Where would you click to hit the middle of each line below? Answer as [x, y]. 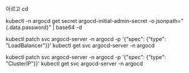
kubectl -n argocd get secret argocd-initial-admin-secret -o [80, 21]
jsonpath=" [170, 21]
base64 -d [69, 27]
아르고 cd [17, 9]
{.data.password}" [29, 27]
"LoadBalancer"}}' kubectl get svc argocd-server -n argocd [80, 45]
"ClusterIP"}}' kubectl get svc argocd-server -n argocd [74, 63]
